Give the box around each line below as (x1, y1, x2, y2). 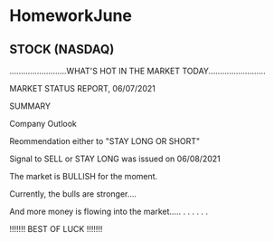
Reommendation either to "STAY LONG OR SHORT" (9, 136, 201, 146)
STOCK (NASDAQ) (9, 42, 115, 57)
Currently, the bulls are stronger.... (9, 189, 137, 199)
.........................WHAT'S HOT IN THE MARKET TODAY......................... (9, 65, 266, 76)
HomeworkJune (9, 5, 133, 26)
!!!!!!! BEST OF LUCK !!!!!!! (9, 224, 103, 234)
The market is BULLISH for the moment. (9, 171, 158, 181)
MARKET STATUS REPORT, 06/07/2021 (9, 83, 156, 93)
